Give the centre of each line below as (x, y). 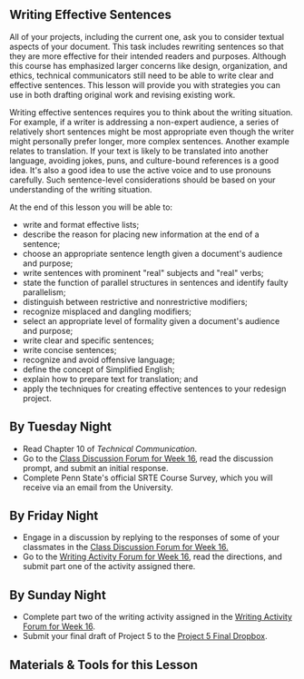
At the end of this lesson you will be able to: (91, 207)
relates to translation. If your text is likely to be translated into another (139, 151)
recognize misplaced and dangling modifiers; (107, 311)
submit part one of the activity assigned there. (109, 566)
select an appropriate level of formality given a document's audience (151, 320)
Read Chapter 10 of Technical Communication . (110, 448)
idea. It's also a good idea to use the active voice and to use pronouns (141, 170)
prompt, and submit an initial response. (95, 467)
